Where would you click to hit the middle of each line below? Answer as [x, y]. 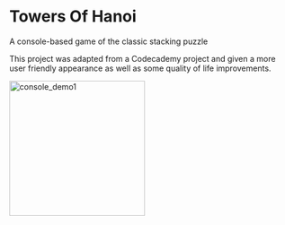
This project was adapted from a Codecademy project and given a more [142, 58]
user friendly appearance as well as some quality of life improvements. [140, 68]
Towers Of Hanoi [73, 17]
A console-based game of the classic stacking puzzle [109, 41]
